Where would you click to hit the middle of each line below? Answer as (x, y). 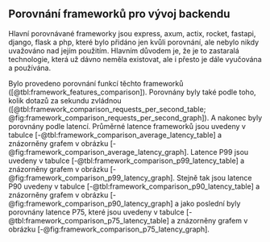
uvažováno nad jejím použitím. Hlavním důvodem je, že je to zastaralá (124, 50)
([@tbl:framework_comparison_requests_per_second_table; (107, 109)
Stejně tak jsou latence (214, 177)
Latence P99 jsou (220, 152)
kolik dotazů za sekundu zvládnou (65, 100)
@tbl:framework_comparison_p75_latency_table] (89, 220)
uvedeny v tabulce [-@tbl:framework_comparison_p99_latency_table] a (127, 161)
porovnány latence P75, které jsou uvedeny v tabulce (97, 212)
